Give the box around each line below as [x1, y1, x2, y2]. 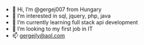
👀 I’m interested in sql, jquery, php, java [12, 12, 111, 19]
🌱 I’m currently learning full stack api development [12, 19, 139, 26]
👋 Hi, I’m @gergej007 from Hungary [12, 6, 102, 13]
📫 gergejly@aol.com [12, 32, 65, 39]
